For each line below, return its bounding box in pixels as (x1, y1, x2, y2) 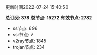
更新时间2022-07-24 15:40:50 (5, 4, 69, 10)
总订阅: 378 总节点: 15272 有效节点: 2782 (5, 15, 92, 21)
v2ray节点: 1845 (12, 38, 47, 44)
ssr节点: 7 (12, 32, 34, 37)
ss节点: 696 (12, 25, 38, 31)
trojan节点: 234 (12, 44, 45, 50)
